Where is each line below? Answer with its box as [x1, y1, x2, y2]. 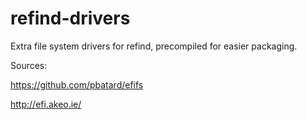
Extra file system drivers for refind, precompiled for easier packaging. [10, 40, 298, 52]
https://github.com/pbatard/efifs [10, 78, 144, 91]
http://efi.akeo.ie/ [10, 98, 82, 110]
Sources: [10, 59, 48, 71]
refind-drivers [10, 7, 131, 30]
